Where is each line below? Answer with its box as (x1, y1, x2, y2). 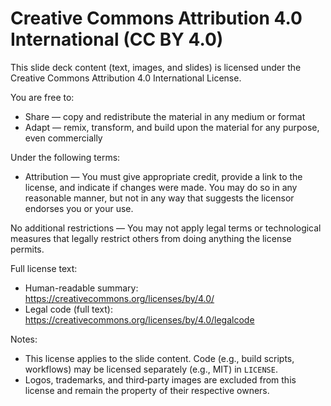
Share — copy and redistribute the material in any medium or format (24, 110, 306, 122)
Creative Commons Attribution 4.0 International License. (10, 72, 242, 84)
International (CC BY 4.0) (10, 28, 224, 51)
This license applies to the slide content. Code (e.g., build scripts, (24, 352, 295, 364)
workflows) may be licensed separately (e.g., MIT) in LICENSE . (24, 363, 278, 375)
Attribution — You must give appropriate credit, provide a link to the (24, 170, 303, 182)
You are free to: (10, 91, 75, 103)
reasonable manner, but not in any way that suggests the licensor (24, 192, 295, 204)
